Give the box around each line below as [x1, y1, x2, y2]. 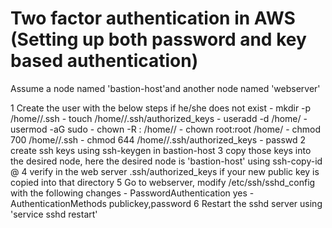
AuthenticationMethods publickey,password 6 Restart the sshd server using [10, 197, 323, 209]
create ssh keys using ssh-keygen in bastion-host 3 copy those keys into [10, 144, 312, 156]
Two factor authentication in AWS [10, 7, 296, 30]
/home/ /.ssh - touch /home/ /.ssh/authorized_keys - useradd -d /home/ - [10, 112, 308, 124]
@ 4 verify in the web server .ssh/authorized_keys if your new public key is [10, 165, 320, 177]
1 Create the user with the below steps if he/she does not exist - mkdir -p [10, 102, 312, 114]
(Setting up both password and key [10, 28, 307, 51]
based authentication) [10, 50, 199, 72]
